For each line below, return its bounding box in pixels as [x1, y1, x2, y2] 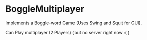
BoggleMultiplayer [5, 3, 85, 15]
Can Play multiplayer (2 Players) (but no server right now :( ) [5, 29, 130, 35]
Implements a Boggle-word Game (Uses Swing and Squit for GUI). [5, 20, 142, 26]
